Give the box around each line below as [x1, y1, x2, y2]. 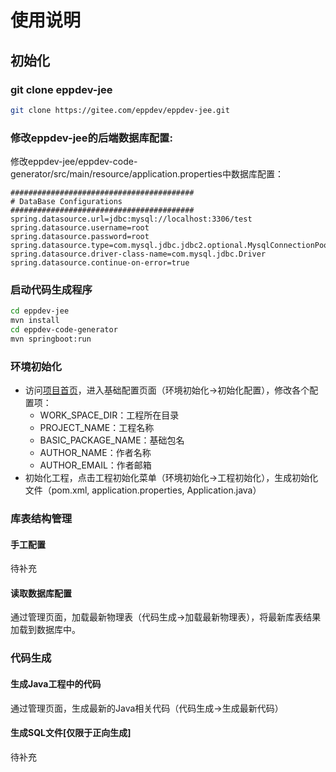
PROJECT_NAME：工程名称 [39, 422, 155, 434]
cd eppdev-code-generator [10, 325, 118, 335]
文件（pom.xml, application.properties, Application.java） [24, 484, 262, 496]
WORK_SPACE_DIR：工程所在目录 [39, 409, 180, 421]
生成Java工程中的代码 [10, 677, 102, 690]
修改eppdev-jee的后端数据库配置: [10, 131, 173, 145]
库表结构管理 [10, 512, 73, 526]
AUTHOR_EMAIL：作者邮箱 [39, 459, 152, 471]
